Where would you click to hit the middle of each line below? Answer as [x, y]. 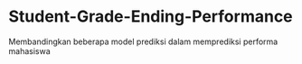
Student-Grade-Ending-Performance [151, 17]
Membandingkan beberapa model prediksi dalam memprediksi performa [143, 41]
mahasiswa [29, 50]
